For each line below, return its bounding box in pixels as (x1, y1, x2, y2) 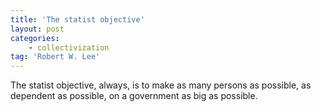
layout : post (10, 24, 65, 34)
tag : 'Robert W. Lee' (10, 52, 101, 62)
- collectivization (28, 42, 110, 53)
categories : (10, 33, 60, 43)
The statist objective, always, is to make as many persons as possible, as (10, 79, 312, 91)
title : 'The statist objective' (10, 14, 145, 25)
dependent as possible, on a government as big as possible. (10, 90, 258, 102)
